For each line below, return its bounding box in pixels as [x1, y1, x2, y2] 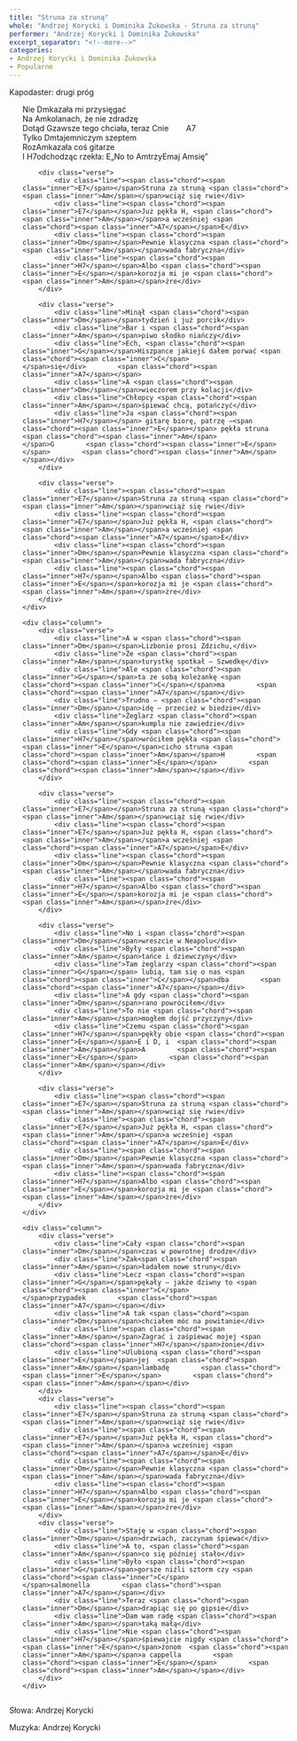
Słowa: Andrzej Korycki [9, 1705, 94, 1715]
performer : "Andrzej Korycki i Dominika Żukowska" [9, 29, 200, 38]
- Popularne [9, 63, 53, 72]
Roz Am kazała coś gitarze [21, 141, 115, 152]
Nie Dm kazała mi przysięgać [21, 104, 127, 114]
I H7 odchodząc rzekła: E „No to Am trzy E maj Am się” [21, 151, 208, 161]
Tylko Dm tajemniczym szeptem [21, 132, 137, 143]
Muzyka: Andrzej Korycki [9, 1721, 101, 1732]
